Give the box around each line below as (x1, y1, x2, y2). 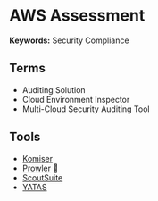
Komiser (21, 153, 54, 163)
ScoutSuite (21, 172, 63, 183)
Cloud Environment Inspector (21, 94, 130, 105)
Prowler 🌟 (21, 163, 59, 173)
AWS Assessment (9, 5, 146, 26)
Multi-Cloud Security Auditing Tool (21, 104, 150, 114)
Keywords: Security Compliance (9, 35, 129, 46)
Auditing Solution (21, 84, 87, 95)
